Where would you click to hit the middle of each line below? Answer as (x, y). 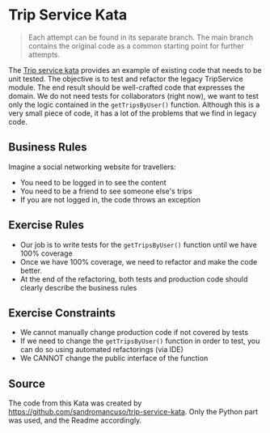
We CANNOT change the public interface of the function (114, 359)
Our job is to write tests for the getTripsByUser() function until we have (138, 244)
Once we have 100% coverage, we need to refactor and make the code (139, 261)
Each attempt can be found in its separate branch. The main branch (140, 37)
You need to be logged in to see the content (93, 182)
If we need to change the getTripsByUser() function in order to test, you (140, 341)
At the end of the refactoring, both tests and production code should (134, 279)
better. (31, 270)
